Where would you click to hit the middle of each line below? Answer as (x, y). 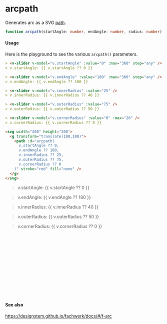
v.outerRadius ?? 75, (41, 160)
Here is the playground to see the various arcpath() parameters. (71, 54)
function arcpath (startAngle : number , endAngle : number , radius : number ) (84, 31)
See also (14, 304)
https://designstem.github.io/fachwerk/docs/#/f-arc (58, 316)
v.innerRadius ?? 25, (41, 155)
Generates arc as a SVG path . (35, 22)
